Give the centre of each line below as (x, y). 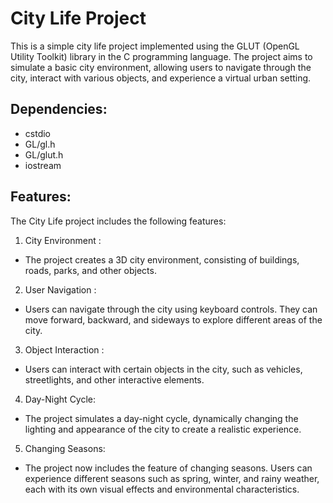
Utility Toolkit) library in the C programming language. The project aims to (161, 56)
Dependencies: (59, 109)
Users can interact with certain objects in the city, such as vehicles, (163, 369)
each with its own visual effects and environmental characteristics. (162, 489)
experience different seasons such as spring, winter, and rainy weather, (172, 478)
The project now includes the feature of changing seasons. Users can (168, 468)
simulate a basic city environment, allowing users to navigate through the (161, 67)
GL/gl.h (40, 144)
